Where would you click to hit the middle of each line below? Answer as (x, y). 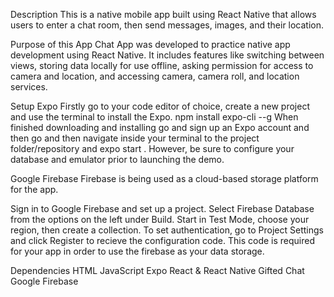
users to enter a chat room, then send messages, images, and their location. (167, 25)
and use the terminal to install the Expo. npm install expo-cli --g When (154, 117)
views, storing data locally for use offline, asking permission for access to (162, 65)
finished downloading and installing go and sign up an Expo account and (160, 127)
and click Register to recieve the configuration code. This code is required (163, 240)
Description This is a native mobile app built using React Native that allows (163, 14)
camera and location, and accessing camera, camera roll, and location (155, 76)
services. (29, 87)
